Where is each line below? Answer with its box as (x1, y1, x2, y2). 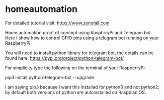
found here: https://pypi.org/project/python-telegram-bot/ (5, 55, 124, 61)
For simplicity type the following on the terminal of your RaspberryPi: (5, 65, 146, 71)
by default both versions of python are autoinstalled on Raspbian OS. (5, 89, 147, 95)
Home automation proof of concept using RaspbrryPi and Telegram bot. (5, 29, 152, 35)
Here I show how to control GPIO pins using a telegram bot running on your (5, 35, 159, 41)
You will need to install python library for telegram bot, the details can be (5, 50, 154, 56)
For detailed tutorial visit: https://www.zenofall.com (5, 20, 110, 26)
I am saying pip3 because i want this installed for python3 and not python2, (5, 84, 160, 90)
